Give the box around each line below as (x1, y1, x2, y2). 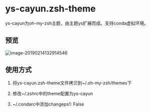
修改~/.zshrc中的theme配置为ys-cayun (12, 90, 93, 96)
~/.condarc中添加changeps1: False (12, 101, 84, 107)
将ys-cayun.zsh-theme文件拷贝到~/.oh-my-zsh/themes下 (12, 79, 132, 85)
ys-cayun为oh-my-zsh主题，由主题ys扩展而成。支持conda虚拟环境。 (5, 20, 149, 26)
